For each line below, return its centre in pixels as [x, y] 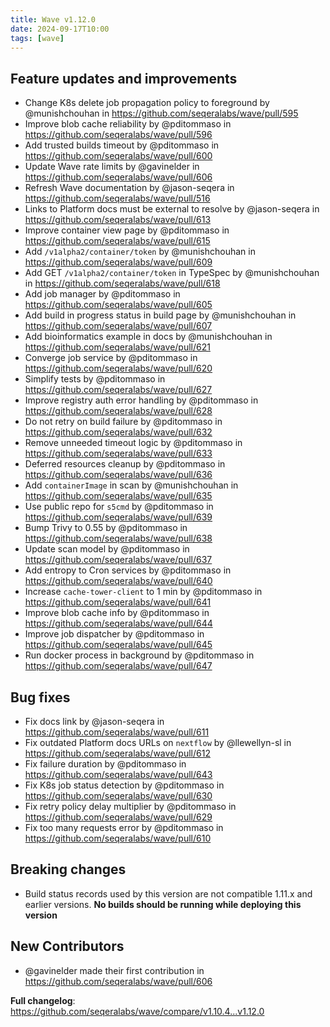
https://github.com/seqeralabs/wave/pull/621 [117, 347]
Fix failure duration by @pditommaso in [105, 764]
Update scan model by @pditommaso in [107, 549]
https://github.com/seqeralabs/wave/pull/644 [118, 623]
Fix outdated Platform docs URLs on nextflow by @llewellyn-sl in [158, 742]
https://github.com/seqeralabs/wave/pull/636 [118, 475]
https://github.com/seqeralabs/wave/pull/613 [118, 220]
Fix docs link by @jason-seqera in [94, 721]
